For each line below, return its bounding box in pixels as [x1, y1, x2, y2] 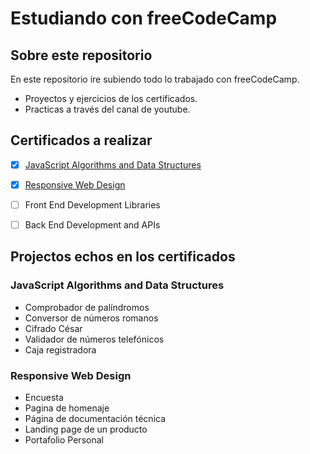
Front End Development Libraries [24, 198, 161, 211]
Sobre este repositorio [10, 47, 153, 64]
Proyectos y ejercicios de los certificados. [24, 93, 198, 104]
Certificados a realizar [10, 132, 153, 149]
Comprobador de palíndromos [24, 301, 150, 313]
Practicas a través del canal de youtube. [24, 103, 191, 115]
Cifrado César [24, 322, 83, 334]
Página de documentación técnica [24, 413, 167, 425]
